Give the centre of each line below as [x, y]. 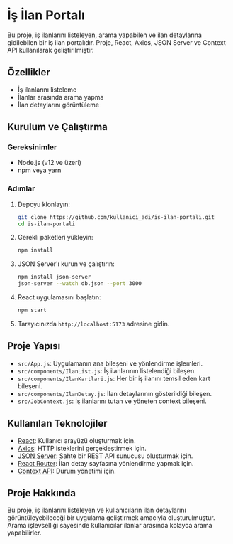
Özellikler [29, 72]
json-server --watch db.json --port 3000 [80, 284]
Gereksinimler [32, 147]
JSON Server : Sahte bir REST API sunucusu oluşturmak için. [105, 456]
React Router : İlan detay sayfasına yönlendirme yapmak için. [106, 463]
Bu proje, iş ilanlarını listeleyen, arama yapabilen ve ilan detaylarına [104, 35]
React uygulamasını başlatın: [59, 297]
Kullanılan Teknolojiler [57, 423]
